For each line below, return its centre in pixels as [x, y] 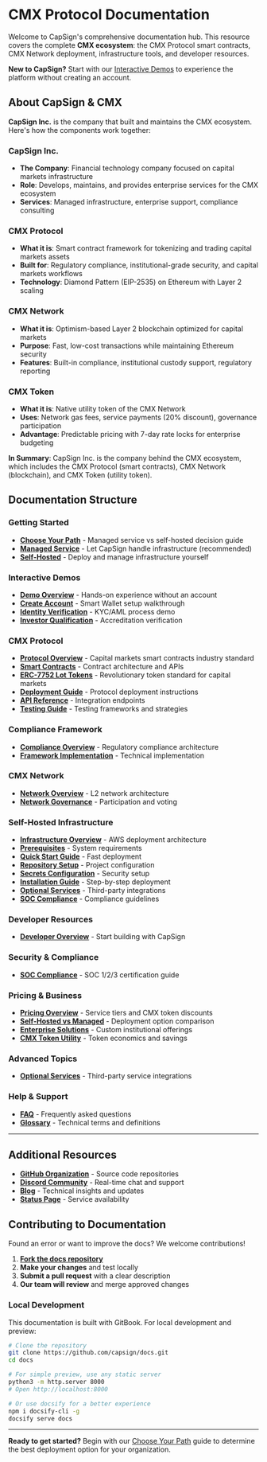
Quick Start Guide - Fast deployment [80, 856]
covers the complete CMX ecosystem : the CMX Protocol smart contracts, [130, 45]
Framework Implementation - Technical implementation [112, 755]
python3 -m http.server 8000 [56, 1382]
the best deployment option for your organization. [89, 1449]
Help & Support [38, 1097]
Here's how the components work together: [79, 130]
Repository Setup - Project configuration [87, 865]
